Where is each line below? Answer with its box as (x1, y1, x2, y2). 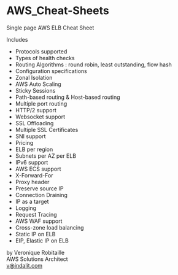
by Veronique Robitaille (6, 249, 65, 256)
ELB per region (15, 145, 53, 153)
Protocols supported (15, 47, 68, 55)
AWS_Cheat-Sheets (6, 4, 109, 18)
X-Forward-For (15, 171, 53, 179)
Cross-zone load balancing (15, 223, 84, 231)
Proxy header (15, 178, 50, 185)
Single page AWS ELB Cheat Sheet (6, 24, 95, 31)
